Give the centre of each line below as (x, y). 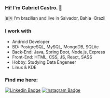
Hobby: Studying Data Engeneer (44, 62)
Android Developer (31, 42)
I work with (18, 31)
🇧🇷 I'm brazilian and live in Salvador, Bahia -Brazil (55, 18)
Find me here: (21, 80)
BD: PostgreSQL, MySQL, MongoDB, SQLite (55, 47)
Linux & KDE (24, 67)
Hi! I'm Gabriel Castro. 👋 (34, 8)
